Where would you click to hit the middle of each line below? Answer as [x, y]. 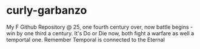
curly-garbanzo [47, 10]
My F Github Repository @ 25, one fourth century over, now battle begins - [100, 27]
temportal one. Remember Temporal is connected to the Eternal [86, 39]
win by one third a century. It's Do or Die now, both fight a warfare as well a [100, 33]
